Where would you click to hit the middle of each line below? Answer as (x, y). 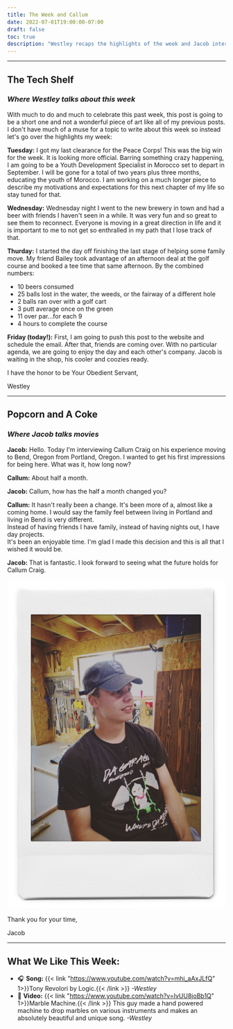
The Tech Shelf (41, 80)
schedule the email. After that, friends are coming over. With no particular (112, 344)
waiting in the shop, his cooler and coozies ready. (78, 359)
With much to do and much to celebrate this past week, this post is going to (115, 114)
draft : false (26, 29)
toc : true (21, 37)
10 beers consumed (45, 286)
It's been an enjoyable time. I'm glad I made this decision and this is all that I (115, 542)
